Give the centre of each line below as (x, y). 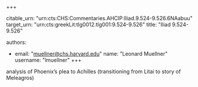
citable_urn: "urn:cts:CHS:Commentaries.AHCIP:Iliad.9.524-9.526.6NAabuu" (99, 18)
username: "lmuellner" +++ (48, 60)
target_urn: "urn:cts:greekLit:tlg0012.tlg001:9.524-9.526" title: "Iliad (88, 25)
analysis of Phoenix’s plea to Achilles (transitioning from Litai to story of (93, 71)
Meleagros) (20, 78)
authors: (16, 42)
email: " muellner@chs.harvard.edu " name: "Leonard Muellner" (91, 54)
